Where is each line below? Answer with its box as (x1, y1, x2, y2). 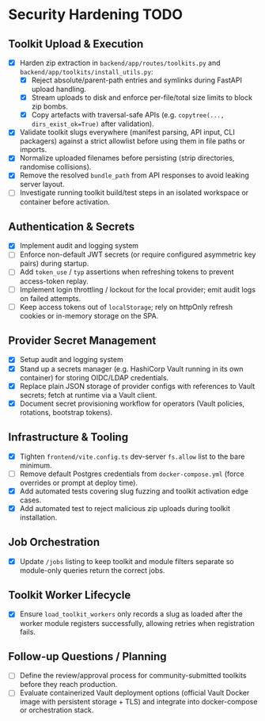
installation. (19, 513, 58, 522)
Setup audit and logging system (19, 355, 124, 364)
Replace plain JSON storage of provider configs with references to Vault (19, 381, 256, 391)
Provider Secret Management (8, 334, 157, 348)
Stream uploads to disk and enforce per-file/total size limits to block (31, 93, 253, 102)
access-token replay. (19, 276, 89, 286)
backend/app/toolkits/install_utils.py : (19, 67, 153, 77)
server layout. (19, 180, 65, 189)
